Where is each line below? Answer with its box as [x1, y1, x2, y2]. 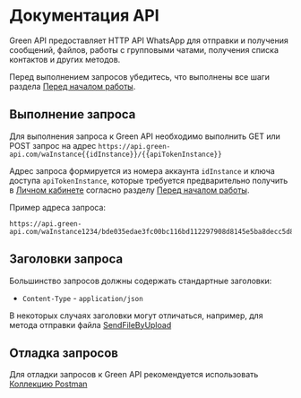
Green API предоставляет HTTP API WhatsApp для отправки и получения [9, 35, 289, 46]
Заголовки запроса [9, 252, 124, 267]
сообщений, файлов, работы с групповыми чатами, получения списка [9, 44, 279, 55]
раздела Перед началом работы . [9, 81, 136, 91]
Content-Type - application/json [21, 292, 143, 303]
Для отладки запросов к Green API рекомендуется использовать [9, 369, 259, 380]
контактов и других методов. [9, 54, 121, 65]
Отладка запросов [9, 345, 119, 360]
